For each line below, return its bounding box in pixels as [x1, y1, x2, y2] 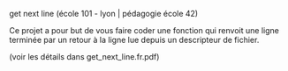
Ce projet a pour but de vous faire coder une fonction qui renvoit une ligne [9, 25, 280, 35]
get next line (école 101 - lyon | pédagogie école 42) [9, 9, 199, 18]
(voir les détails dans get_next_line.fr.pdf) [9, 52, 160, 61]
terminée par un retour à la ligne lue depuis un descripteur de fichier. [9, 35, 260, 45]
